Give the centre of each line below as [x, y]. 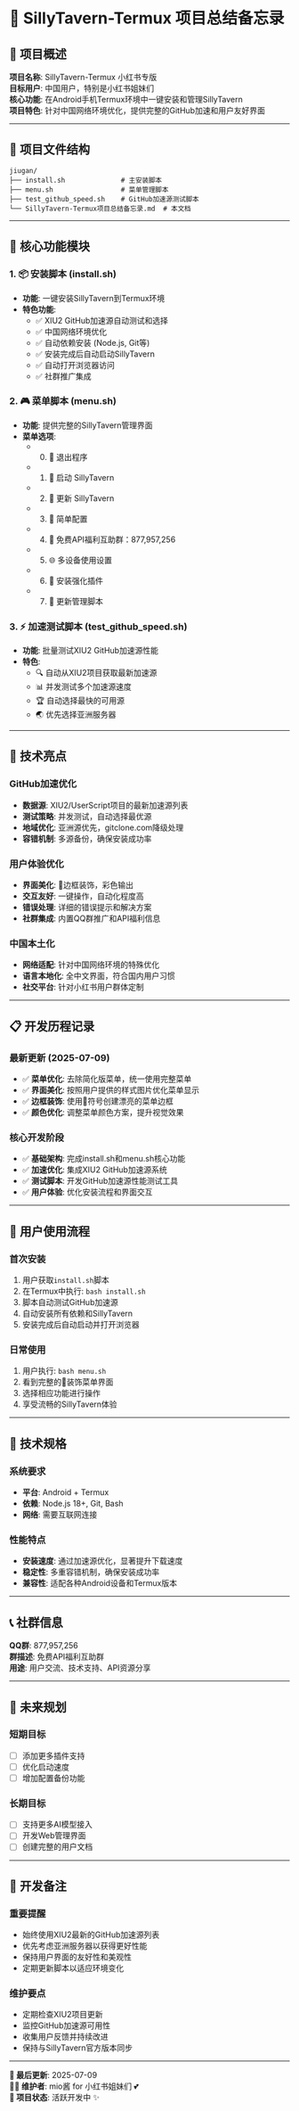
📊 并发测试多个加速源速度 [83, 686]
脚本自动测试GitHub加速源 [70, 1302]
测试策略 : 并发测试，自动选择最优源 [87, 816]
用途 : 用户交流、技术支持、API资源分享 [80, 1668]
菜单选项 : [39, 436]
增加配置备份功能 [53, 1778]
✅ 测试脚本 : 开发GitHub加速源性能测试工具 [100, 1181]
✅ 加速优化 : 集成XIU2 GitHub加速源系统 [94, 1170]
